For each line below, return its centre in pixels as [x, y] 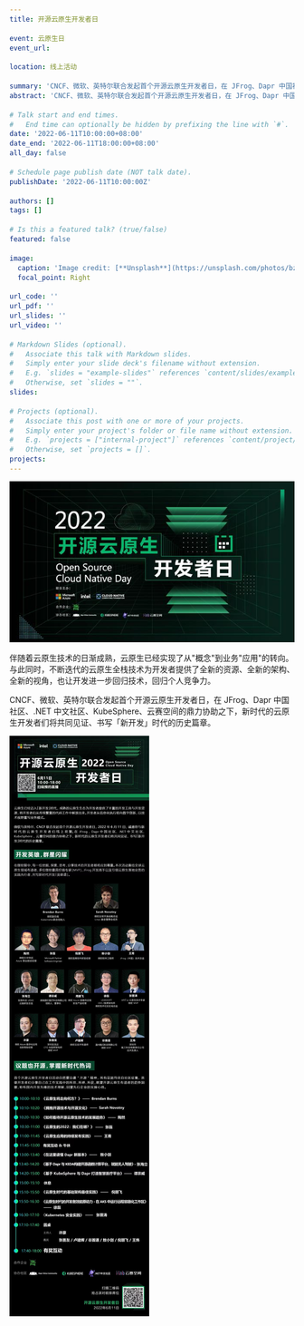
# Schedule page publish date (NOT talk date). [101, 172]
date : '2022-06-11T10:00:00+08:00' [76, 134]
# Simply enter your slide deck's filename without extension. [135, 364]
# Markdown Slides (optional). [68, 345]
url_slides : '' [38, 316]
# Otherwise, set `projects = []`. [81, 450]
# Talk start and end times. [64, 115]
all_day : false [38, 153]
